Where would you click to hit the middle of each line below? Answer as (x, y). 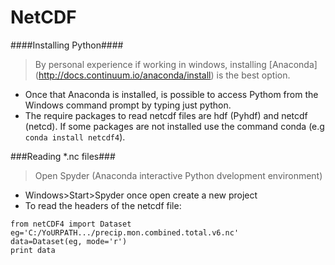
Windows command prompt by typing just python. (128, 105)
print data (33, 250)
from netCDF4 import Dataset (71, 224)
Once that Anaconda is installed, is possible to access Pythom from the (171, 94)
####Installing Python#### (67, 45)
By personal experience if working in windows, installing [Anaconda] (176, 64)
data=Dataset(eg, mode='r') (69, 241)
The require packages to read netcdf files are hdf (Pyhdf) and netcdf (166, 115)
